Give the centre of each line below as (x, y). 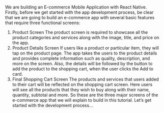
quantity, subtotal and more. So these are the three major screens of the (85, 95)
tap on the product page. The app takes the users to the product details (84, 53)
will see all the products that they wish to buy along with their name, (81, 90)
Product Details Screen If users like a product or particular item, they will (85, 48)
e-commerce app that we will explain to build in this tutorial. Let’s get (82, 100)
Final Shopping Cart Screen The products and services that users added (85, 79)
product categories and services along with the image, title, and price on (86, 37)
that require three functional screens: (42, 23)
